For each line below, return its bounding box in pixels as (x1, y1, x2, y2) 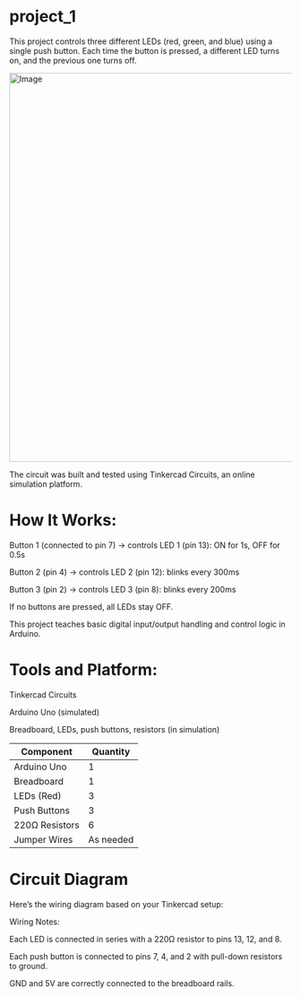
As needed (88, 833, 134, 845)
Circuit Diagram (9, 870, 128, 889)
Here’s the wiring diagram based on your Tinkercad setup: (9, 898, 224, 909)
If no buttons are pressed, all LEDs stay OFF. (9, 601, 174, 611)
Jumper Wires (13, 833, 73, 845)
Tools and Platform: (9, 660, 159, 681)
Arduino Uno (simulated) (9, 707, 100, 717)
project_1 (9, 6, 76, 27)
